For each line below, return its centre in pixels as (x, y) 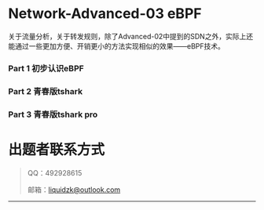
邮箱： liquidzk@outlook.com (74, 190)
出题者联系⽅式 (57, 149)
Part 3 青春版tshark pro (53, 114)
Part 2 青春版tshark (46, 91)
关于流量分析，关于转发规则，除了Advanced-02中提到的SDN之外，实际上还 (131, 36)
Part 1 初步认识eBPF (46, 68)
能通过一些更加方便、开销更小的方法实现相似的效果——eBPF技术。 (117, 46)
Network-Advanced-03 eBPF (105, 14)
